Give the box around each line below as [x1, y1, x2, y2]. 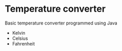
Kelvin [12, 30, 26, 36]
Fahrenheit [12, 40, 35, 46]
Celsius [12, 35, 29, 41]
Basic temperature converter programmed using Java [5, 20, 118, 26]
